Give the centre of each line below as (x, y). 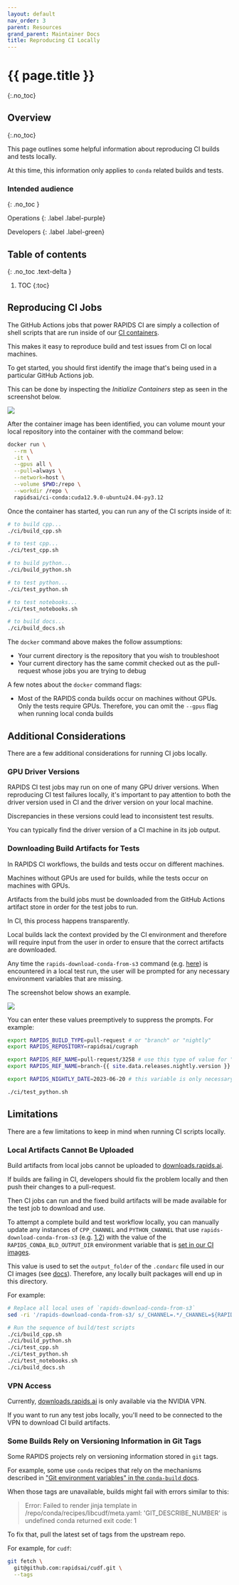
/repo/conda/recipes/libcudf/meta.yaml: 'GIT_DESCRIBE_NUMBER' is (126, 1513)
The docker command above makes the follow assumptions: (95, 642)
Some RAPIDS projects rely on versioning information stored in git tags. (113, 1457)
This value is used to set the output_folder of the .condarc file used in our (116, 1266)
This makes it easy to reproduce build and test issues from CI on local (110, 346)
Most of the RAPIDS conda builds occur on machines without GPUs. (117, 699)
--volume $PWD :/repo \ (47, 484)
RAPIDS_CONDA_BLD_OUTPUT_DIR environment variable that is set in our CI (111, 1244)
